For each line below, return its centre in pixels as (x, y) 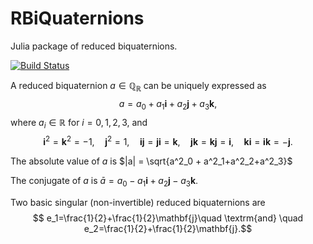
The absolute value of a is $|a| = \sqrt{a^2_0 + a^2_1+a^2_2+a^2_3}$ (151, 161)
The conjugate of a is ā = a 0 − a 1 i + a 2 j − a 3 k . (104, 181)
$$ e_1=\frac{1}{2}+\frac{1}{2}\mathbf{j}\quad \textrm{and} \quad (168, 218)
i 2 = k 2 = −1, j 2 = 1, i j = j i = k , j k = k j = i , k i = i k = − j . (168, 140)
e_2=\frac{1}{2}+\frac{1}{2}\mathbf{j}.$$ (168, 228)
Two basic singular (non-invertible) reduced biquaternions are (138, 202)
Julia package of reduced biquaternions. (94, 46)
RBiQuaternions (77, 18)
